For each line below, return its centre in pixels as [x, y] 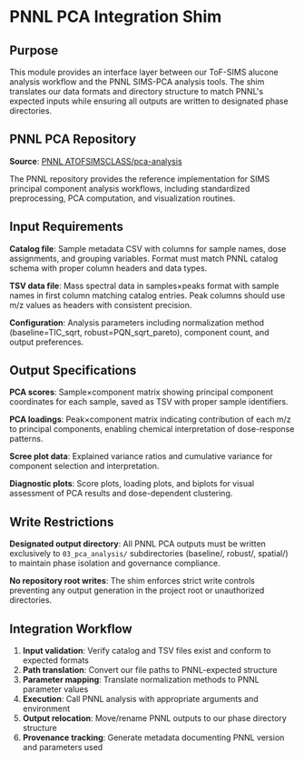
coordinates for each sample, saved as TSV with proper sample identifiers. [149, 402]
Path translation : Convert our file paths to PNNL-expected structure [150, 670]
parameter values [55, 689]
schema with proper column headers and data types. [108, 268]
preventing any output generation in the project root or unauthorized [137, 591]
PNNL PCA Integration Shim [116, 17]
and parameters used [63, 747]
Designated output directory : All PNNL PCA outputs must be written [137, 544]
